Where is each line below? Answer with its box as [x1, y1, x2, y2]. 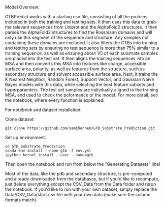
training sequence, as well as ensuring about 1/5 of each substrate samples [5, 50, 159, 56]
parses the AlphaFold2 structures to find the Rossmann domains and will [5, 30, 152, 35]
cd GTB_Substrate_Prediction [5, 144, 65, 149]
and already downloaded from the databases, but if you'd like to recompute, [5, 176, 160, 181]
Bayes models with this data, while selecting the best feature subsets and [5, 82, 154, 88]
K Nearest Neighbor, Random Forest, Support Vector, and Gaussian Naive [5, 76, 154, 82]
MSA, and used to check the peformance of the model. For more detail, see [5, 92, 158, 98]
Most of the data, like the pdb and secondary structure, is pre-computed [5, 171, 152, 177]
